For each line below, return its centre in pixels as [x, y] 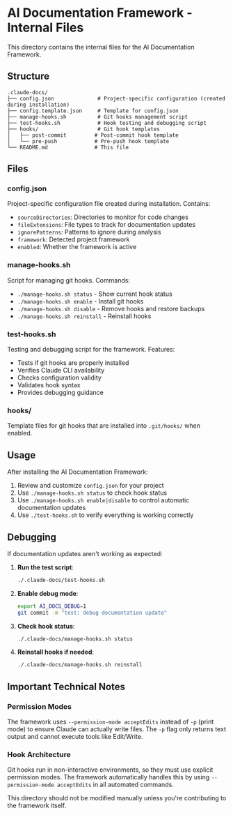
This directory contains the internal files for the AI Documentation [101, 47]
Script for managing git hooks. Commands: [69, 280]
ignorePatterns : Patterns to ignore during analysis [89, 232]
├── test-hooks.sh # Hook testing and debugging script [107, 123]
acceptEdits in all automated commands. [115, 785]
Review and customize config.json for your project [91, 486]
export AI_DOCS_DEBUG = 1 [52, 606]
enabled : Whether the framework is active [77, 247]
